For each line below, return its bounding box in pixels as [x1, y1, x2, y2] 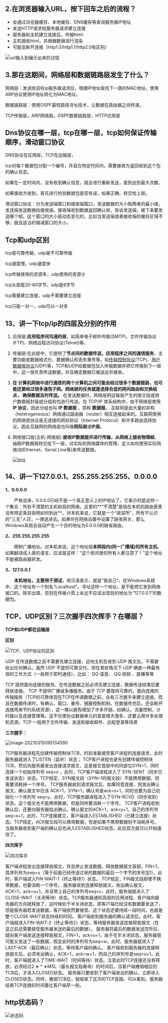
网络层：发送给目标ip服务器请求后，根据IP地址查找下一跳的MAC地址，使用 [5, 85, 159, 91]
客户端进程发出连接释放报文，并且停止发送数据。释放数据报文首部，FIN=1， [5, 863, 161, 869]
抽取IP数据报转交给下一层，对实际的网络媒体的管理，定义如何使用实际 [12, 440, 157, 446]
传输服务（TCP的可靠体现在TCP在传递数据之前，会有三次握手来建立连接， [5, 694, 158, 700]
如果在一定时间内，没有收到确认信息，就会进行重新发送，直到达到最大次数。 [5, 180, 163, 186]
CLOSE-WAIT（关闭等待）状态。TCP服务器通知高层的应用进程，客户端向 [5, 894, 155, 900]
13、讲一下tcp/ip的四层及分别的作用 [5, 319, 116, 328]
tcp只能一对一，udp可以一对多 [5, 303, 68, 309]
